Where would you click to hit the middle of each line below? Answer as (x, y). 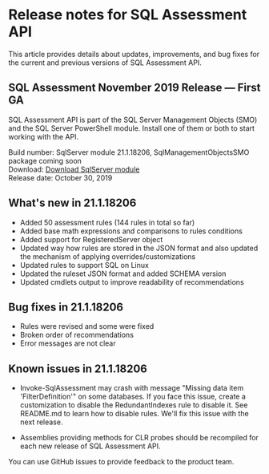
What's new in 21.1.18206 (72, 203)
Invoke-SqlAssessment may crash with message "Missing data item (132, 388)
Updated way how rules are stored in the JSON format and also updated (139, 248)
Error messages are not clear (68, 343)
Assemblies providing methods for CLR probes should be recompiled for (139, 438)
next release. (41, 422)
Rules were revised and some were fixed (87, 326)
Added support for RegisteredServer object (91, 239)
